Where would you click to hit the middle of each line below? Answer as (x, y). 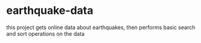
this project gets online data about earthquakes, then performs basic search (101, 27)
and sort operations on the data (46, 33)
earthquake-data (50, 11)
